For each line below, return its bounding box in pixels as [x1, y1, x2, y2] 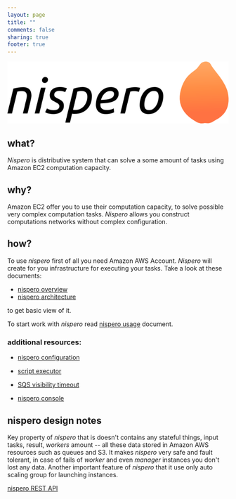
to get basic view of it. [7, 306, 72, 314]
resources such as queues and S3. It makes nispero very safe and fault [7, 448, 213, 457]
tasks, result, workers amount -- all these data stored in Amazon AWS [7, 441, 209, 449]
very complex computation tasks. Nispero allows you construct [7, 210, 190, 219]
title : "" [7, 18, 37, 26]
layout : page [7, 11, 46, 18]
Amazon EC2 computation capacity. [7, 164, 111, 172]
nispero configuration [17, 354, 80, 362]
